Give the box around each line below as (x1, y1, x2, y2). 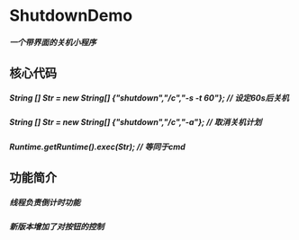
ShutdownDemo (9, 5, 133, 26)
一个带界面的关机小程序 (9, 37, 96, 48)
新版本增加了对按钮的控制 (9, 221, 104, 232)
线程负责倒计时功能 (9, 197, 81, 208)
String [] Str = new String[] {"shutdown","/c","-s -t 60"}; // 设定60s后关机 (9, 92, 290, 103)
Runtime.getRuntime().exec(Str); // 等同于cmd (9, 141, 186, 152)
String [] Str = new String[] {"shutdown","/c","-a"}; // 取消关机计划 (9, 117, 263, 128)
